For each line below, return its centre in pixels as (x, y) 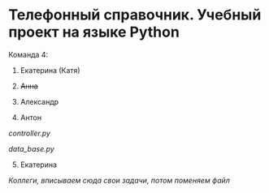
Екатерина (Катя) (50, 70)
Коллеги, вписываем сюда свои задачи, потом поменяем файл (119, 180)
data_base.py (31, 148)
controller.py (30, 133)
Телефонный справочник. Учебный (135, 15)
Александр (39, 101)
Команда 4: (28, 54)
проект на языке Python (94, 32)
